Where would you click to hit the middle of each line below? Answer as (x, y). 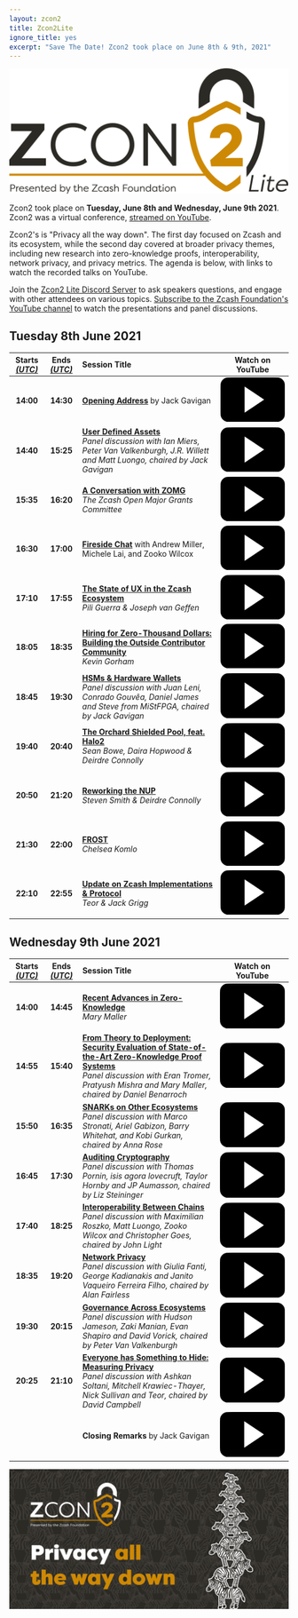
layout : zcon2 (35, 19)
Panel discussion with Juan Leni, (142, 687)
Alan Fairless (106, 1295)
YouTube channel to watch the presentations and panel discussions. (134, 308)
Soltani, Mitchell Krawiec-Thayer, (144, 1385)
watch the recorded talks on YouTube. (78, 272)
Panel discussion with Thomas (138, 1166)
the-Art (97, 1057)
